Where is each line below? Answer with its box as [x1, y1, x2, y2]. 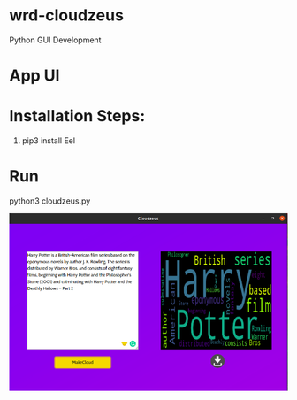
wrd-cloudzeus [9, 5, 124, 26]
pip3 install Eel [21, 135, 76, 146]
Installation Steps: [9, 106, 146, 127]
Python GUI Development [9, 35, 102, 45]
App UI [9, 65, 60, 86]
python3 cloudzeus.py [9, 196, 91, 206]
